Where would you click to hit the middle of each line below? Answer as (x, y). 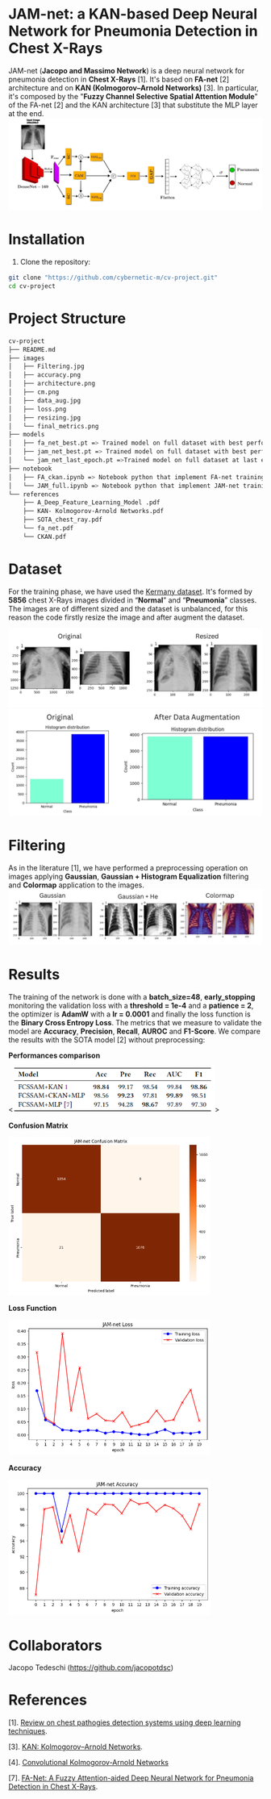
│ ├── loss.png (38, 409)
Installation (47, 240)
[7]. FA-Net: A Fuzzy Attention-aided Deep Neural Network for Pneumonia (131, 1778)
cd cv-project (32, 286)
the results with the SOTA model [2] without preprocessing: (107, 1040)
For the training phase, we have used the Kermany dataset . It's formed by (130, 591)
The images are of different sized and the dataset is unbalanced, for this (128, 608)
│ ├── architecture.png (52, 384)
